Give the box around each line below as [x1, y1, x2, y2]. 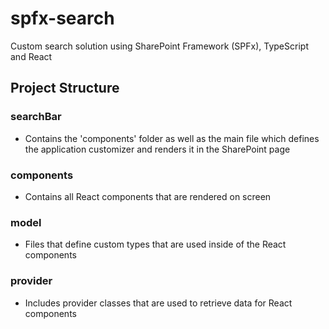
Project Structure [10, 80, 120, 97]
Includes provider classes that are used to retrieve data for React [24, 297, 293, 309]
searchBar [10, 110, 62, 124]
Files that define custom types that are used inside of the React [24, 238, 287, 251]
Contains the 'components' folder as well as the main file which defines [24, 132, 320, 144]
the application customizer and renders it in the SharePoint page [24, 143, 291, 155]
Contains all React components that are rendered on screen [24, 190, 272, 202]
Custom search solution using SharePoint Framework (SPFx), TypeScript [10, 40, 309, 52]
